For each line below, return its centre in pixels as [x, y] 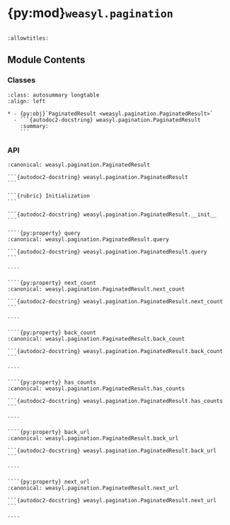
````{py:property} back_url [49, 432]
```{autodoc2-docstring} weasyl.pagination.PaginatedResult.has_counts [115, 401]
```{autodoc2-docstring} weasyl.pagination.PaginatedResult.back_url [112, 450]
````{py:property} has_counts [52, 382]
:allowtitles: [28, 38]
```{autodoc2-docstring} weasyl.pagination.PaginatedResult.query [107, 251]
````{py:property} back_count [52, 332]
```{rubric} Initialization [49, 196]
